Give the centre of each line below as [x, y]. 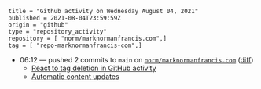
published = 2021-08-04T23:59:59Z [65, 18]
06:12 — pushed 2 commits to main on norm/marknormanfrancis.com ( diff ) [136, 60]
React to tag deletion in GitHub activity [94, 68]
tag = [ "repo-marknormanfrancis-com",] [75, 45]
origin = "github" [38, 25]
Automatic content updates [75, 77]
